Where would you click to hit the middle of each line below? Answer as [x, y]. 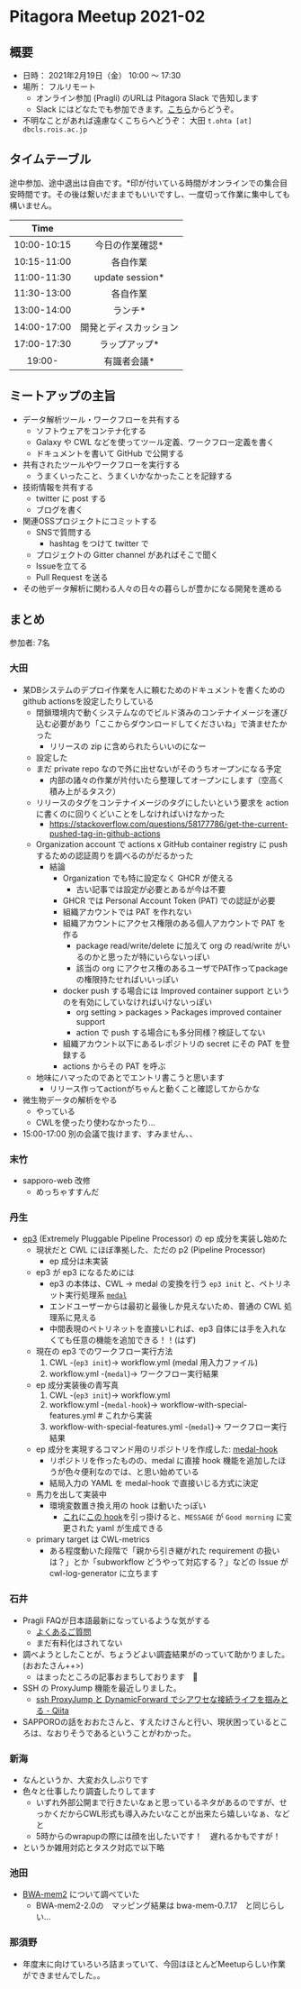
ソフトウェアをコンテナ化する [91, 431]
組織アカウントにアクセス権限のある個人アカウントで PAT [169, 923]
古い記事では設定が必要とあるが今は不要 [151, 889]
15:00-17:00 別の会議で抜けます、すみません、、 [110, 1134]
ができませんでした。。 [63, 1975]
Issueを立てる [62, 566]
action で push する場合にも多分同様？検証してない [171, 1032]
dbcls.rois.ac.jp [55, 130]
